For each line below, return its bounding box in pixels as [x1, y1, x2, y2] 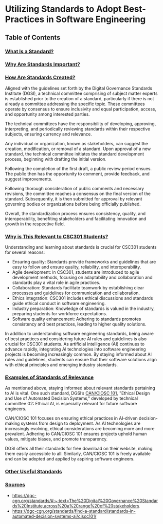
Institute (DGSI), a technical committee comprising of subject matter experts [5, 90, 158, 96]
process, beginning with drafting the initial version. [5, 156, 107, 162]
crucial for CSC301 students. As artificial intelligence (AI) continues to [5, 341, 145, 347]
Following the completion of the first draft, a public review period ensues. [5, 165, 152, 172]
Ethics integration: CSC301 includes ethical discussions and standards [12, 295, 153, 301]
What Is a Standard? [5, 48, 54, 55]
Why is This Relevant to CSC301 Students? [5, 233, 109, 240]
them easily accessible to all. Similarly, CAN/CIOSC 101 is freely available [5, 451, 151, 457]
